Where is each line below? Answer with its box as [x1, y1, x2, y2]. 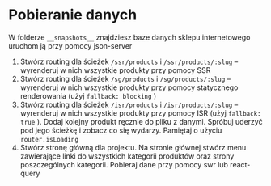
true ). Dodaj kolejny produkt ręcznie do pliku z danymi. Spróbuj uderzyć [19, 116, 263, 126]
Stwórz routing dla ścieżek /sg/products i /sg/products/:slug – [19, 74, 231, 83]
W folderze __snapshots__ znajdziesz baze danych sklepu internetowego [8, 32, 251, 42]
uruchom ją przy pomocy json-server [8, 40, 133, 50]
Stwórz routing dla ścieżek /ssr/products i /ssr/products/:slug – [19, 57, 239, 66]
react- [230, 159, 251, 169]
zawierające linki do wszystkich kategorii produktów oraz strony [19, 151, 235, 161]
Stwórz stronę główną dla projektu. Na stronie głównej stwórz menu [19, 142, 247, 152]
